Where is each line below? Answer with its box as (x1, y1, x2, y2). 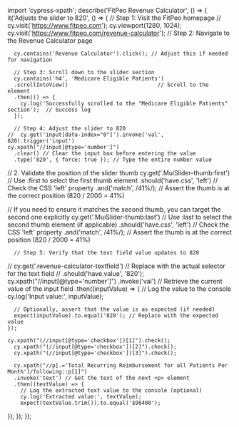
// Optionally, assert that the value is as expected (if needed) (14, 306, 215, 313)
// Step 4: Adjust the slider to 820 (14, 125, 126, 132)
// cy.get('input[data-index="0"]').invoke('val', (7, 131, 164, 138)
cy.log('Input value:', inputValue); (7, 292, 104, 300)
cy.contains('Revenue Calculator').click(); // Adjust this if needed (14, 50, 228, 57)
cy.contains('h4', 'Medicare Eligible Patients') (14, 75, 164, 82)
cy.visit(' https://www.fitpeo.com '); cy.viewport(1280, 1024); (7, 21, 182, 29)
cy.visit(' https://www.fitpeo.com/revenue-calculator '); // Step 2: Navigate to (7, 29, 230, 37)
